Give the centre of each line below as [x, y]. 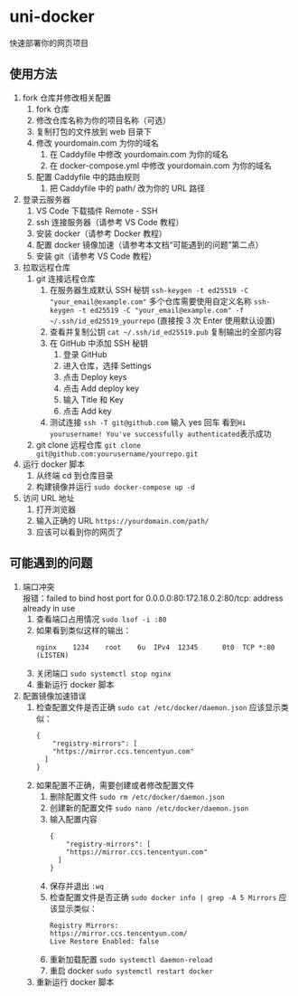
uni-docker [52, 17]
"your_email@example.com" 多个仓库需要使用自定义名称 [151, 301]
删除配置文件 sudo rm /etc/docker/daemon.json [137, 796]
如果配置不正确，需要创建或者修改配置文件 [115, 785]
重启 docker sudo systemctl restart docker [131, 971]
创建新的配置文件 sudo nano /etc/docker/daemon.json [149, 808]
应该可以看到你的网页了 [79, 532]
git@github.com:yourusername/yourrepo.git [117, 454]
